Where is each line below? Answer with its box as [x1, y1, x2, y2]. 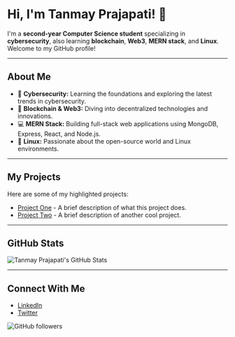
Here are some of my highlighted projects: [7, 190, 129, 198]
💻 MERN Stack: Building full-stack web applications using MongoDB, [17, 119, 219, 128]
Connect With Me [7, 283, 85, 294]
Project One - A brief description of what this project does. [17, 203, 187, 211]
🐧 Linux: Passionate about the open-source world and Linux [17, 137, 191, 145]
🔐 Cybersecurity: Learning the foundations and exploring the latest [17, 89, 212, 98]
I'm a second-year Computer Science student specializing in [7, 29, 185, 38]
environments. [17, 144, 59, 153]
